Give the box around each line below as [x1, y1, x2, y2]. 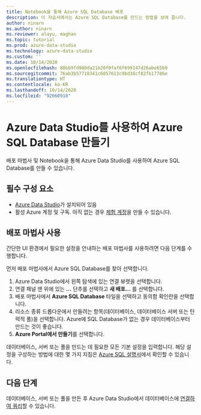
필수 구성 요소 [6, 184, 54, 194]
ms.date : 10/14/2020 [6, 59, 58, 65]
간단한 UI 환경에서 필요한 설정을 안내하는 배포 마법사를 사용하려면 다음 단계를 [6, 245, 186, 252]
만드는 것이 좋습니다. [14, 323, 64, 330]
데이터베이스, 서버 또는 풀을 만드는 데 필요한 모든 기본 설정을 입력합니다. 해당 [6, 343, 185, 351]
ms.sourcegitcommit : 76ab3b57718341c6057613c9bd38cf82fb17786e [6, 70, 168, 76]
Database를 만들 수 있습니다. [6, 164, 75, 172]
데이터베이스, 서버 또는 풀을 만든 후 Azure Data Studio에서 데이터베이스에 [6, 395, 179, 402]
